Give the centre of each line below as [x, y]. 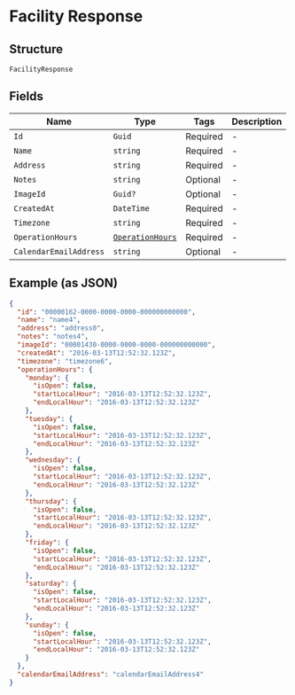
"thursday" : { [51, 501]
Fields [27, 96]
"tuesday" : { [49, 418]
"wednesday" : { [53, 460]
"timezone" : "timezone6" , [65, 361]
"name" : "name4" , [49, 320]
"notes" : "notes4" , [53, 337]
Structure [36, 49]
